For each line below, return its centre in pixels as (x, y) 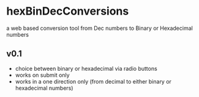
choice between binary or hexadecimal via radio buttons (86, 68)
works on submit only (42, 75)
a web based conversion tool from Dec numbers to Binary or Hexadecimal (99, 28)
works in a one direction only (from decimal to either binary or (93, 81)
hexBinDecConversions (68, 11)
